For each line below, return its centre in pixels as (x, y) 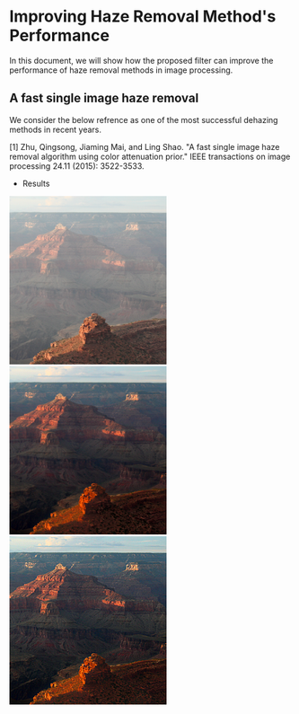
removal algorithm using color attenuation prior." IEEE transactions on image (150, 156)
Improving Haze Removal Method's (143, 17)
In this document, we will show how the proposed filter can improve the (141, 60)
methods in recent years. (55, 129)
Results (36, 183)
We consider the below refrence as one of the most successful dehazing (144, 119)
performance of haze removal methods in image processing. (121, 70)
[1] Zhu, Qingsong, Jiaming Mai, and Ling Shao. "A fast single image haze (145, 146)
